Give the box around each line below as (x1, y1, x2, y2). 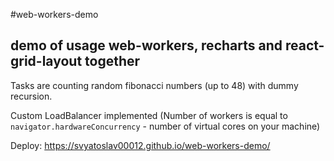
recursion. (10, 90, 53, 102)
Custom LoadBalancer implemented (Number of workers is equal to (10, 109, 288, 121)
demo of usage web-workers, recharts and (10, 37, 283, 54)
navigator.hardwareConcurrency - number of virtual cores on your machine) (10, 120, 321, 132)
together (84, 53, 141, 70)
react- (284, 37, 325, 54)
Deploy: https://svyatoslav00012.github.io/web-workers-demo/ (10, 139, 271, 151)
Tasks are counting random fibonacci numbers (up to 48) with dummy (10, 79, 299, 91)
